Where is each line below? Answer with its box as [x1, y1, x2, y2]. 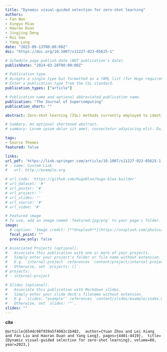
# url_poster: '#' [5, 186, 43, 191]
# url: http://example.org [5, 168, 66, 173]
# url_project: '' [5, 190, 43, 195]
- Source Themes [5, 140, 39, 145]
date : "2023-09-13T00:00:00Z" [5, 44, 68, 49]
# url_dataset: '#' [5, 181, 46, 186]
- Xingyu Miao [5, 21, 35, 26]
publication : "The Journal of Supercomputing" [5, 99, 103, 104]
